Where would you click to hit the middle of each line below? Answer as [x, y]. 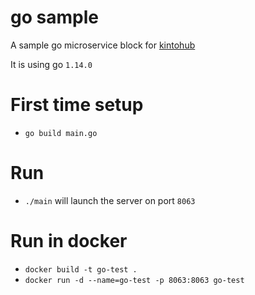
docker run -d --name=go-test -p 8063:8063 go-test [134, 280]
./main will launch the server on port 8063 [110, 200]
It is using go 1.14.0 [51, 64]
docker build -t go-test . [81, 269]
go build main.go [61, 133]
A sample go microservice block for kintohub [103, 45]
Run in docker [69, 241]
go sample [54, 17]
